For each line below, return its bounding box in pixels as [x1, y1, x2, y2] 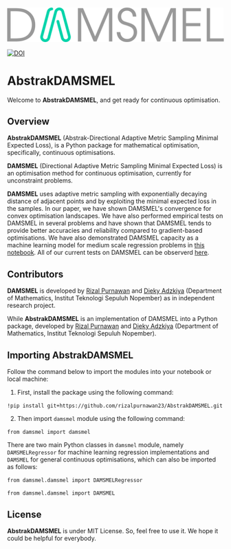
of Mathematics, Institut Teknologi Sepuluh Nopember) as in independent [7, 294, 215, 302]
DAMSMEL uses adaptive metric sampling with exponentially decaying [7, 190, 208, 198]
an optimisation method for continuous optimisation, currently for [7, 169, 192, 178]
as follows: [7, 463, 38, 471]
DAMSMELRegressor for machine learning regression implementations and [7, 448, 210, 457]
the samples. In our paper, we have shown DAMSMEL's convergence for [7, 205, 212, 213]
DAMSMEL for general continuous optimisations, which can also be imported [7, 455, 217, 464]
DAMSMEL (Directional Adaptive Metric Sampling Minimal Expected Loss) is [7, 162, 223, 170]
